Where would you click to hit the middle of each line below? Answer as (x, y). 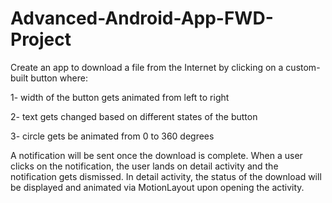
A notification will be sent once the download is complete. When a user (156, 155)
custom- (303, 67)
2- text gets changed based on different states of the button (134, 116)
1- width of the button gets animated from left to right (120, 97)
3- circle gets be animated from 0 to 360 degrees (112, 136)
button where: (59, 78)
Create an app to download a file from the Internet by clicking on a (147, 67)
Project (41, 39)
